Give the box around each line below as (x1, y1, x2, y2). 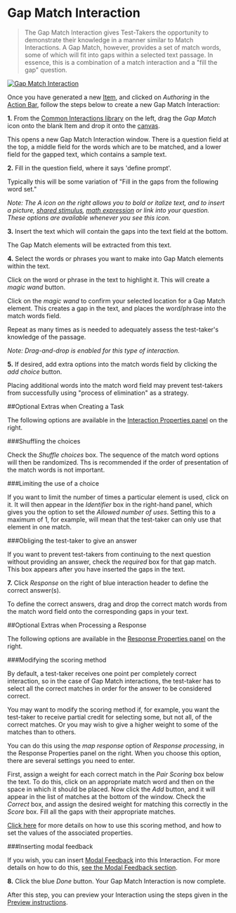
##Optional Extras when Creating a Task (7, 402, 124, 410)
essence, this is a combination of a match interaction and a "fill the (24, 58, 218, 66)
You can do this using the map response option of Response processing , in (7, 741, 225, 750)
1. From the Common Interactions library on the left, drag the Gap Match (7, 114, 216, 122)
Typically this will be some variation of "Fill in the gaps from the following (7, 177, 219, 186)
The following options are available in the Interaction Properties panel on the (7, 415, 228, 424)
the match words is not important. (7, 465, 105, 474)
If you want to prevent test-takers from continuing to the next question (7, 550, 211, 558)
